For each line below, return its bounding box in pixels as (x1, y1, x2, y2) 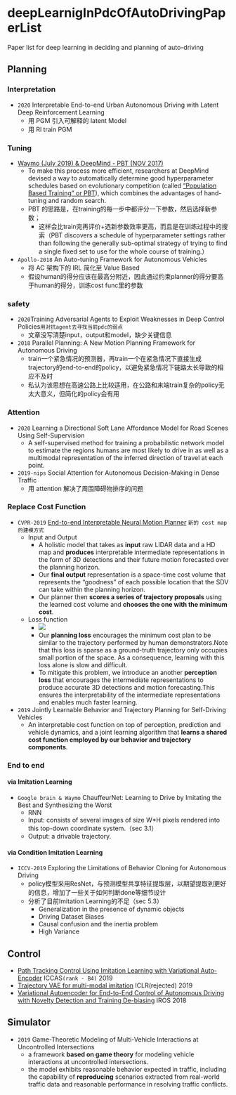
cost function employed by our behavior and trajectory (27, 735, 192, 744)
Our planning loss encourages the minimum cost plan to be (38, 631, 211, 639)
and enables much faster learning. (38, 697, 138, 707)
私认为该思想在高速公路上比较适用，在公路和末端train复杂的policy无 (27, 381, 225, 389)
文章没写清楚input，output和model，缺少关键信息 (27, 331, 172, 339)
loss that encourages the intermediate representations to (38, 676, 204, 684)
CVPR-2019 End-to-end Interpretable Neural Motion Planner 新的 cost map (17, 518, 227, 526)
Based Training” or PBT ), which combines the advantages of (27, 188, 203, 197)
